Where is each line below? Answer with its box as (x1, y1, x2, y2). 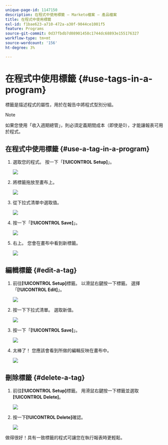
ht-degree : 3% (5, 45, 35, 50)
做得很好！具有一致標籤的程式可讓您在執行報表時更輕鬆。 (5, 434, 125, 440)
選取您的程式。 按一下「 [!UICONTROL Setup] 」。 (12, 159, 115, 165)
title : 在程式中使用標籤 (5, 17, 52, 22)
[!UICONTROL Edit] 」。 (17, 287, 65, 293)
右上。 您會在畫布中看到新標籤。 (12, 240, 81, 246)
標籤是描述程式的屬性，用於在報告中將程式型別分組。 (5, 101, 116, 107)
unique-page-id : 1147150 (5, 7, 58, 13)
